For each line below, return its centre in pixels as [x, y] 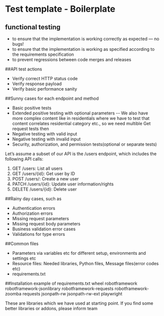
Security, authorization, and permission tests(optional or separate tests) [84, 144]
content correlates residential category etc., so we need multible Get [81, 124]
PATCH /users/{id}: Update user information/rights [63, 184]
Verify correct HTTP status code [45, 79]
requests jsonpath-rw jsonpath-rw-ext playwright [72, 294]
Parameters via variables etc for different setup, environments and [79, 253]
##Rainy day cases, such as [33, 199]
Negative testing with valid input [45, 134]
